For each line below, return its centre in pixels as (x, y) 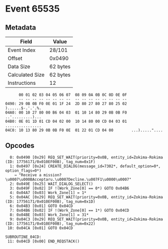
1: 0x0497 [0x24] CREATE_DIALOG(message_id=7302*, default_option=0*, (85, 166)
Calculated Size (26, 75)
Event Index (22, 50)
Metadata (21, 28)
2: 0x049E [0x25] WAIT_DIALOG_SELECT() (52, 184)
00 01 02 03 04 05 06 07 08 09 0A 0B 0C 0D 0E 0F (73, 95)
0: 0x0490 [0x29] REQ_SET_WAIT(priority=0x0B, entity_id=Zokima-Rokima (87, 157)
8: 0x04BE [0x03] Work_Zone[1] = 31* (49, 215)
